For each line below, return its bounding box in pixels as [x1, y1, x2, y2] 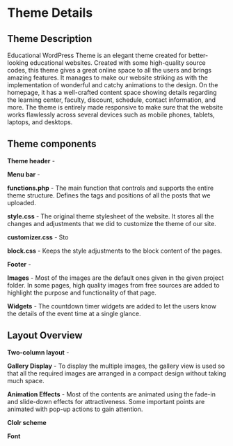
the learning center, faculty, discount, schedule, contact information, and [7, 96, 216, 104]
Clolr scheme [7, 418, 47, 426]
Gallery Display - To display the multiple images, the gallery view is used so [7, 362, 225, 370]
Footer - [7, 260, 31, 268]
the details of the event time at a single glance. [7, 309, 141, 318]
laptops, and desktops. [7, 118, 73, 126]
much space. [7, 376, 45, 385]
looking [7, 59, 29, 67]
